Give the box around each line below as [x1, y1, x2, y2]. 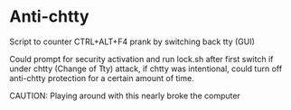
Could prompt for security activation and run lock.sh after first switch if [9, 53, 274, 64]
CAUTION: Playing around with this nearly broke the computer [9, 90, 241, 101]
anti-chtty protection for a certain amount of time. [9, 72, 194, 83]
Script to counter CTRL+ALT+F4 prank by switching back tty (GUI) [9, 36, 256, 47]
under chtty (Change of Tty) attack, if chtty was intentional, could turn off [9, 63, 283, 74]
